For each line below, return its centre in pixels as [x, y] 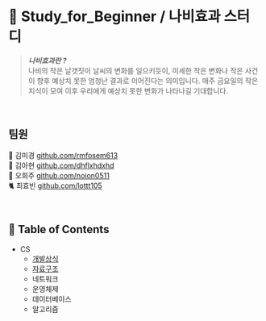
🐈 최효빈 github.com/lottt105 [55, 186]
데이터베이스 [52, 298]
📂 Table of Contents [59, 229]
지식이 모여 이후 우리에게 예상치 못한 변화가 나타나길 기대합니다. [128, 90]
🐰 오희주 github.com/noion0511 [59, 175]
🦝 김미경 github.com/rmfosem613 [63, 155]
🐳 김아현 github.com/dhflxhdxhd [61, 165]
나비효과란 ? [47, 60]
